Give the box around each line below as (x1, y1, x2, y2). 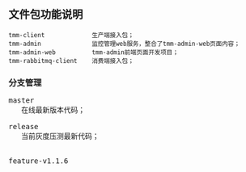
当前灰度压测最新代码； (21, 132, 100, 141)
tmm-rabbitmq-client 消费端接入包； (8, 57, 134, 65)
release (8, 122, 39, 132)
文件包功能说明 (8, 7, 83, 22)
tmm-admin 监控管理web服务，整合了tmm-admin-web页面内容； (8, 40, 240, 48)
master (8, 96, 35, 105)
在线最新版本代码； (21, 106, 86, 115)
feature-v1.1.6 (8, 157, 69, 166)
